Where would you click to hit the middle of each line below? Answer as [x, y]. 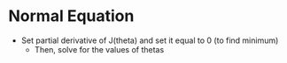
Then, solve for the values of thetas [99, 49]
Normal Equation [71, 16]
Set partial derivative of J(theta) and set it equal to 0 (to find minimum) [150, 40]
